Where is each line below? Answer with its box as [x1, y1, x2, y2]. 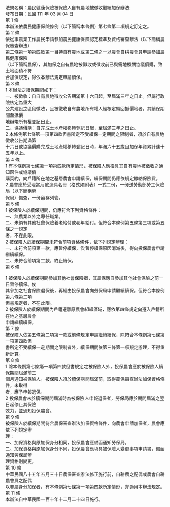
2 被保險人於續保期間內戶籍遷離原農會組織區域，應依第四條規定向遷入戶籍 [5, 306, 160, 313]
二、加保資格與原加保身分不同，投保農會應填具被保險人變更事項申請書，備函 [5, 446, 165, 452]
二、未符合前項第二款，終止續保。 [5, 258, 76, 263]
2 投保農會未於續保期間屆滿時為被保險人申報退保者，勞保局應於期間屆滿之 [5, 395, 160, 401]
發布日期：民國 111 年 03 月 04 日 [5, 11, 74, 17]
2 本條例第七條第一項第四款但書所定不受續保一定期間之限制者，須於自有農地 [5, 131, 164, 137]
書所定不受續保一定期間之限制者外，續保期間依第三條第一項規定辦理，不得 [5, 344, 160, 350]
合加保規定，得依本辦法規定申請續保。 [5, 74, 85, 80]
